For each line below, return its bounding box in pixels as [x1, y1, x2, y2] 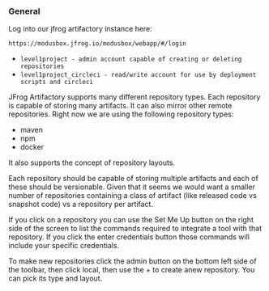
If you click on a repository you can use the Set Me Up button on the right [8, 215, 254, 225]
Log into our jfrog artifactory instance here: [8, 24, 152, 34]
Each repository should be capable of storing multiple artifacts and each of [8, 174, 259, 183]
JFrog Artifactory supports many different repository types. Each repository [8, 92, 261, 102]
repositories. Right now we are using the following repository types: [8, 109, 234, 119]
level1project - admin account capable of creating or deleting [19, 55, 242, 64]
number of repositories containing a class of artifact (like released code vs [8, 191, 257, 200]
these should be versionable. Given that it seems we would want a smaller [8, 182, 255, 192]
